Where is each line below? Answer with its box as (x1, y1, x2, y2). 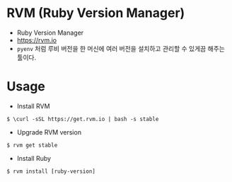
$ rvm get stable (6, 142, 58, 149)
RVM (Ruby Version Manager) (6, 5, 185, 21)
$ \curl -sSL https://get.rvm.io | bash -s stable (6, 115, 159, 123)
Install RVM (16, 101, 50, 110)
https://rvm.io (16, 35, 57, 44)
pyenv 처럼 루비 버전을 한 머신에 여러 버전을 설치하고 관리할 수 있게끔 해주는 (16, 44, 226, 52)
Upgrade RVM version (16, 127, 82, 136)
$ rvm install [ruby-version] (6, 168, 96, 175)
